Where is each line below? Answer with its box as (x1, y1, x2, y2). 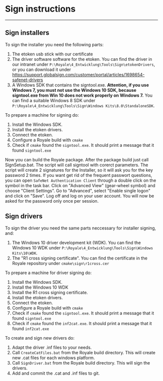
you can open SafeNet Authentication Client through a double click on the (5, 177, 156, 183)
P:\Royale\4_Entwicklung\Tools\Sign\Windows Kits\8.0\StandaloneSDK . (12, 103, 155, 108)
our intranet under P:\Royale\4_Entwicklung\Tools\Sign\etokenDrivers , (12, 61, 155, 67)
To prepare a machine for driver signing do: (5, 270, 92, 276)
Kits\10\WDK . (12, 250, 38, 256)
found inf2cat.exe (12, 326, 49, 331)
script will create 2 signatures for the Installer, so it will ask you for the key (5, 167, 153, 173)
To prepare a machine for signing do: (5, 112, 79, 118)
